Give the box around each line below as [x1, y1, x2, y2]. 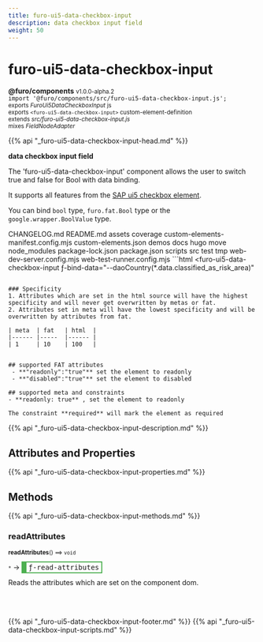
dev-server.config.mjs [8, 254, 80, 265]
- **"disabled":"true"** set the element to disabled [11, 375, 192, 383]
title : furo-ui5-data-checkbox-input [8, 11, 132, 20]
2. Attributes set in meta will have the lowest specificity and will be [8, 306, 256, 314]
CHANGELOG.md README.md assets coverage [8, 230, 163, 239]
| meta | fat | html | [8, 327, 97, 335]
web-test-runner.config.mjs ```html [81, 254, 193, 265]
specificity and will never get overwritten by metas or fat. [8, 299, 217, 307]
